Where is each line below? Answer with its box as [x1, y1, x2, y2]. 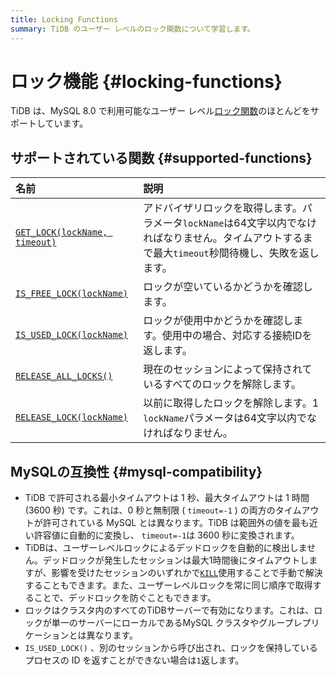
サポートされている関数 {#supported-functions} [10, 149, 313, 166]
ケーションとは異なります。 [24, 629, 139, 641]
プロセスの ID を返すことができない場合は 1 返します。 [24, 654, 245, 666]
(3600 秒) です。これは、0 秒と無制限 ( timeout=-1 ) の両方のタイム [24, 504, 302, 516]
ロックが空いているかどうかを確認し [143, 280, 313, 294]
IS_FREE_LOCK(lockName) [15, 288, 129, 300]
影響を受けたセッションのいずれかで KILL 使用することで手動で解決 [51, 567, 323, 579]
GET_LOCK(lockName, [15, 227, 108, 238]
